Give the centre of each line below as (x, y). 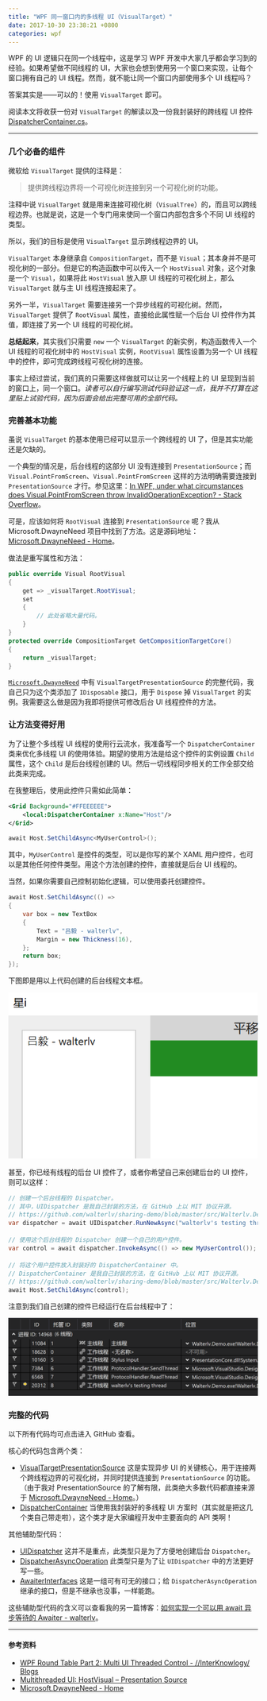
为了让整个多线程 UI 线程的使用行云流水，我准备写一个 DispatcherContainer (132, 744)
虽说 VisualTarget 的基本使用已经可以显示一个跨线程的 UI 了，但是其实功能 (131, 439)
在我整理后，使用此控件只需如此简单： (71, 790)
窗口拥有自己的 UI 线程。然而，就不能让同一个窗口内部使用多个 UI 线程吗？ (130, 78)
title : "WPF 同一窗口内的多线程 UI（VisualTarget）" (90, 17)
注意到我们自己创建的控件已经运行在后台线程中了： (92, 1306)
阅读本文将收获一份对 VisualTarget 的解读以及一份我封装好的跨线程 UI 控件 (131, 112)
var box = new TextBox (60, 914)
